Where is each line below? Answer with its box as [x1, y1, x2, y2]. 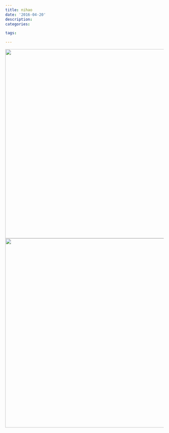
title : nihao [5, 7, 33, 13]
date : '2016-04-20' [5, 12, 46, 17]
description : [5, 17, 33, 22]
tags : [5, 31, 17, 36]
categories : [5, 21, 30, 27]
